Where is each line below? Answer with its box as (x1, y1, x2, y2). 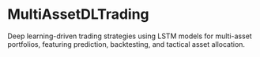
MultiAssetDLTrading (7, 5, 149, 23)
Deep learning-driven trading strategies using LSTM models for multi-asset (7, 31, 252, 41)
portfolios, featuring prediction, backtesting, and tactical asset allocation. (7, 39, 246, 48)
